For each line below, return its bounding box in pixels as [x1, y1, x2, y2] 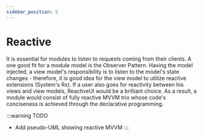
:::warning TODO [6, 112, 48, 119]
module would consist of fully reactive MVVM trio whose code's [6, 93, 167, 101]
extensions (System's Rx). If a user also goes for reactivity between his [6, 81, 184, 88]
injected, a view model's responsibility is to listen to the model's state [6, 68, 180, 75]
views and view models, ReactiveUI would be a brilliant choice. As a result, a [6, 87, 197, 95]
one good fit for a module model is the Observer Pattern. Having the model [6, 61, 193, 68]
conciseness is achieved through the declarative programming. [6, 100, 164, 107]
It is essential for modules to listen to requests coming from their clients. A [6, 55, 192, 62]
